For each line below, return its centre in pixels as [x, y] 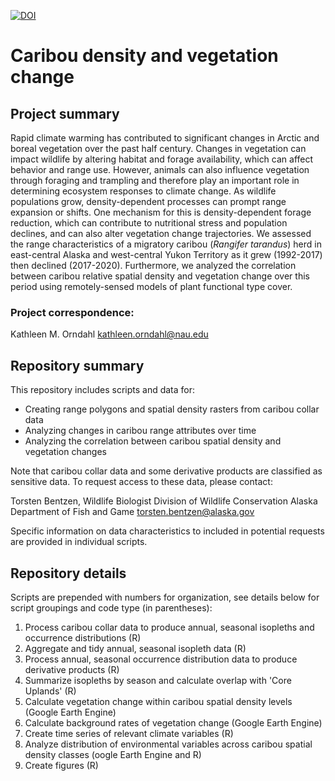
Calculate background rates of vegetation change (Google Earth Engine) [173, 722]
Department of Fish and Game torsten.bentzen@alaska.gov [132, 512]
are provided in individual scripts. [79, 542]
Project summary [65, 113]
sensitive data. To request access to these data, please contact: [141, 482]
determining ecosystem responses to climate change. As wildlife [143, 191]
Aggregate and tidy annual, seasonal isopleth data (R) [135, 648]
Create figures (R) [61, 765]
